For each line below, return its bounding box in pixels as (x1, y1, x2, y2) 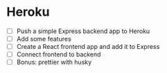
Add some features (16, 35, 72, 43)
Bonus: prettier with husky (16, 58, 92, 66)
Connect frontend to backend (16, 50, 101, 59)
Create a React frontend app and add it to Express (16, 43, 160, 51)
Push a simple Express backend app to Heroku (16, 27, 150, 35)
